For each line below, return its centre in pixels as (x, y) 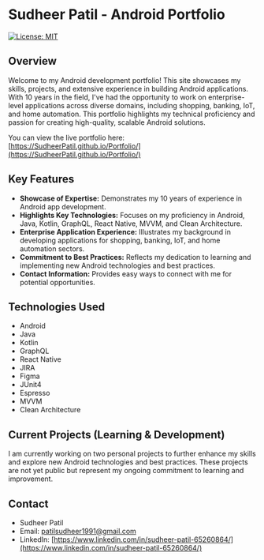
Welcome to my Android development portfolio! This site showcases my (125, 80)
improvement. (31, 479)
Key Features (41, 179)
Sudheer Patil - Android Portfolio (117, 15)
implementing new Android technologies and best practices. (117, 265)
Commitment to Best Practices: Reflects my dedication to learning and (135, 257)
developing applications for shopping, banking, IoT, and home (120, 240)
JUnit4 (30, 385)
